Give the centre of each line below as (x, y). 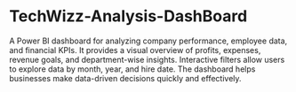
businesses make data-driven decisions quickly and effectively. (125, 78)
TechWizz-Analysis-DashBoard (128, 16)
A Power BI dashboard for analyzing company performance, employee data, (148, 41)
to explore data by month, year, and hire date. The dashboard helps (132, 69)
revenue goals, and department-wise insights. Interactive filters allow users (147, 59)
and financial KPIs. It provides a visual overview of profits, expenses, (135, 50)
